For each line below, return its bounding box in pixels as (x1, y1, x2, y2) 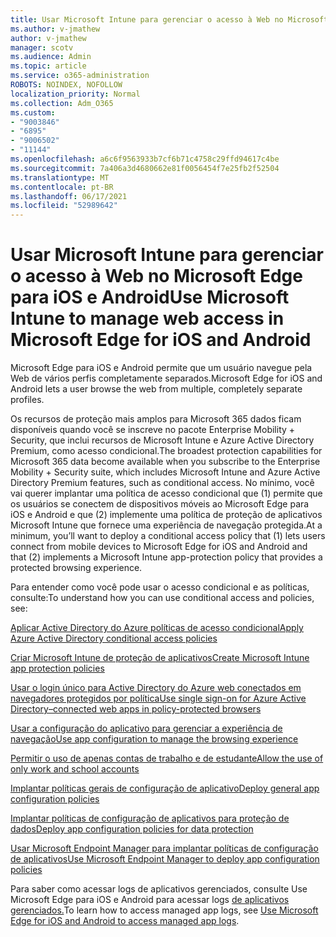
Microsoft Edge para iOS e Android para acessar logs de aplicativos (10, 894, 290, 906)
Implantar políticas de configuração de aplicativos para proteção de (10, 812, 290, 825)
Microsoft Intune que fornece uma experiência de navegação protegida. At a (10, 519, 323, 531)
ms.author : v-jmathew (10, 24, 101, 34)
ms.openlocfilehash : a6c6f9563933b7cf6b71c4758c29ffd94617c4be (10, 154, 280, 164)
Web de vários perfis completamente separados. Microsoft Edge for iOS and (10, 372, 323, 385)
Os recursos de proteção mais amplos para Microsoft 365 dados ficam (10, 413, 302, 425)
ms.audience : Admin (10, 52, 92, 62)
